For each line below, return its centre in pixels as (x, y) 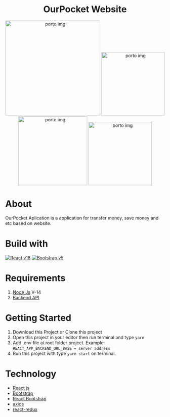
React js (21, 388)
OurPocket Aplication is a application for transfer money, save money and (82, 218)
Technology (31, 374)
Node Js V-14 (27, 292)
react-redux (25, 409)
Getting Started (38, 318)
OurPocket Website (85, 9)
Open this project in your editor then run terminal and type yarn (78, 337)
